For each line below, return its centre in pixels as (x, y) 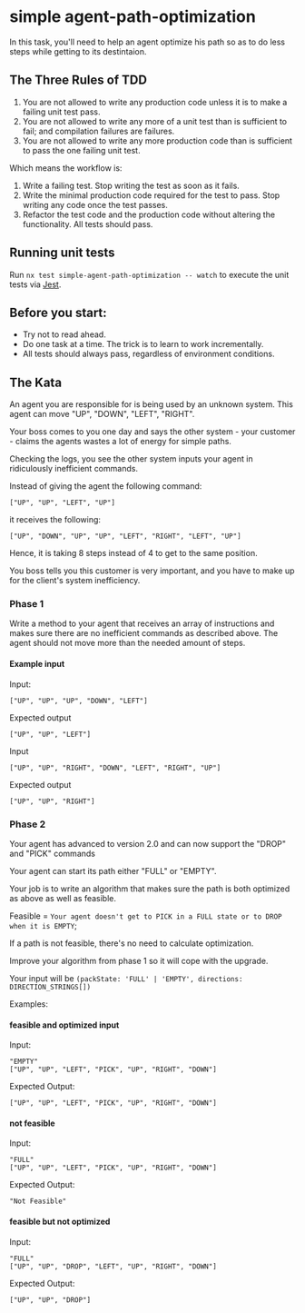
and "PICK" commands (52, 853)
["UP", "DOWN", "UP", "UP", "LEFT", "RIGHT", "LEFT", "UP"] (126, 537)
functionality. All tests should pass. (88, 224)
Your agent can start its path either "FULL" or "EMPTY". (113, 870)
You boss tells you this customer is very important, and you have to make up (152, 571)
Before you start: (58, 312)
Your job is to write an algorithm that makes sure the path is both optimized (150, 889)
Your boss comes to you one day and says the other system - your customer (152, 432)
